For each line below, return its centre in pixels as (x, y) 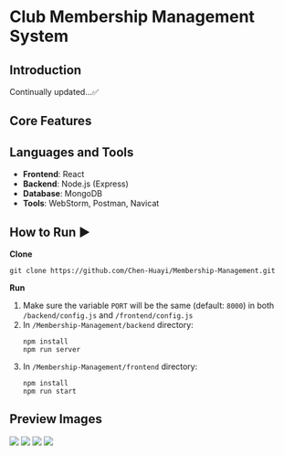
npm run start (49, 392)
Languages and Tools (72, 152)
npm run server (52, 350)
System (39, 36)
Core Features (51, 121)
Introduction (46, 70)
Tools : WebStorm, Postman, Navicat (91, 204)
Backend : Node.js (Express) (76, 184)
